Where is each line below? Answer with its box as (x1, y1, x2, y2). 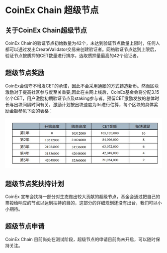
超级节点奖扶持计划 (5, 179, 64, 188)
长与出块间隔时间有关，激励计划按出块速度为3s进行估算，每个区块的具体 (5, 101, 154, 107)
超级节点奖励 (5, 68, 45, 77)
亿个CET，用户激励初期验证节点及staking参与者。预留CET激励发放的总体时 (5, 95, 160, 101)
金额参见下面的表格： (9, 108, 53, 114)
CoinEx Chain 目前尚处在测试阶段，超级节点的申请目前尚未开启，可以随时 (5, 236, 156, 242)
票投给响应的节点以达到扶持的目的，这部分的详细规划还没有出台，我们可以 (5, 200, 158, 206)
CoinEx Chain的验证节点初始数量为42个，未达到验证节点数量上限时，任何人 (5, 40, 160, 46)
